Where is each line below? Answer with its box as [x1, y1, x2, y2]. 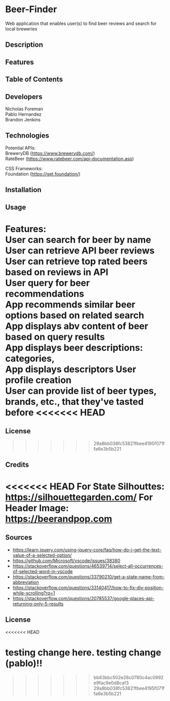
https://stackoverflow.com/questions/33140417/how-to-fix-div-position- [12, 584, 164, 590]
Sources [5, 533, 32, 542]
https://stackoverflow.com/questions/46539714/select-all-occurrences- [12, 563, 163, 569]
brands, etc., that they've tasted [5, 396, 144, 407]
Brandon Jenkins [5, 116, 41, 122]
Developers [5, 92, 43, 101]
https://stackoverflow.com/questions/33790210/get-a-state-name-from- [12, 573, 165, 580]
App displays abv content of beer [5, 320, 149, 332]
